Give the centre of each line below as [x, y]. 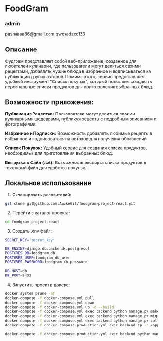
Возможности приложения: [49, 102]
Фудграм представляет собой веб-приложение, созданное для [71, 61]
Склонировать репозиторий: [42, 195]
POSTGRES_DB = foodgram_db [30, 253]
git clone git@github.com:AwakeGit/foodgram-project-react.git [70, 203]
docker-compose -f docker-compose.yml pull [50, 298]
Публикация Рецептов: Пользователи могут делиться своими [70, 114]
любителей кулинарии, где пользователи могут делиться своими [73, 66]
